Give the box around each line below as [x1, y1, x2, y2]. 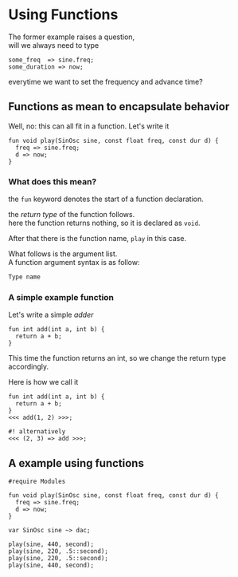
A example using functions [8, 456, 145, 470]
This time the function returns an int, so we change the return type [8, 354, 227, 363]
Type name [8, 273, 41, 281]
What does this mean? [8, 176, 97, 187]
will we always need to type [8, 40, 99, 49]
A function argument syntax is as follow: [8, 258, 140, 267]
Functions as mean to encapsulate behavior [8, 100, 230, 113]
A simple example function [8, 291, 114, 302]
